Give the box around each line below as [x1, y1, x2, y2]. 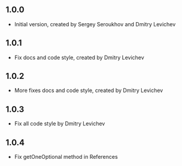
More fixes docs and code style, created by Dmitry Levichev [14, 87, 163, 94]
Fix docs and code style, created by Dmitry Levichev [14, 54, 144, 61]
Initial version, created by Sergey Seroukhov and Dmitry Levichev [14, 20, 176, 27]
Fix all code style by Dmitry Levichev [14, 120, 105, 127]
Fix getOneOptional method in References [14, 153, 118, 161]
